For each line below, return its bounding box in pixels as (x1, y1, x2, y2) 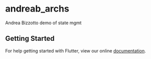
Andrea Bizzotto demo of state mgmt (5, 20, 82, 26)
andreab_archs (5, 3, 69, 15)
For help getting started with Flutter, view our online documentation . (5, 47, 146, 53)
